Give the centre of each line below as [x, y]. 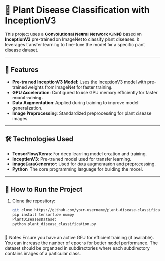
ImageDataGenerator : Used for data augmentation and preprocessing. [84, 164]
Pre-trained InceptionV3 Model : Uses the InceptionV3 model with [79, 82]
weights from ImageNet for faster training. [70, 87]
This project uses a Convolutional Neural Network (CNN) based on [74, 34]
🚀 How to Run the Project [44, 189]
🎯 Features [22, 70]
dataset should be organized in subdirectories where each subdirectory [77, 248]
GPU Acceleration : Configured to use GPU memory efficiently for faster [85, 92]
